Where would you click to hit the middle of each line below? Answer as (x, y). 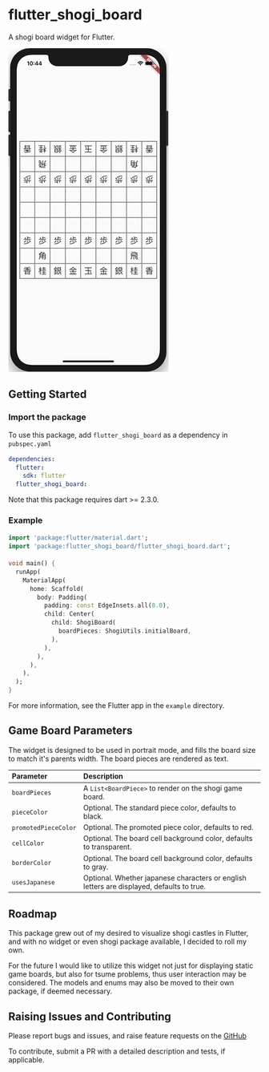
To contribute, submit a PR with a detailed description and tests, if (117, 1051)
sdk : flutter (44, 476)
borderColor (32, 864)
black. (93, 816)
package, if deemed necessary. (60, 991)
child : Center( (69, 614)
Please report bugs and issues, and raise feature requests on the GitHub (127, 1035)
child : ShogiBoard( (83, 623)
